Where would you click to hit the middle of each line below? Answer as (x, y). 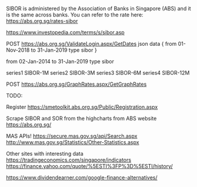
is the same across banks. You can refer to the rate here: (75, 15)
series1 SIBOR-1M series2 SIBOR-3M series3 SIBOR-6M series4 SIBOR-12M (98, 73)
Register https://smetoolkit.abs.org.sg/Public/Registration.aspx (82, 107)
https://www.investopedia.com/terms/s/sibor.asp (65, 32)
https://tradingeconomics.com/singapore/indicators (69, 160)
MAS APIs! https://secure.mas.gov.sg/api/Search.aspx (72, 136)
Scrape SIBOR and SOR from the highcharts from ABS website (81, 118)
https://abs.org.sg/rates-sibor (42, 21)
